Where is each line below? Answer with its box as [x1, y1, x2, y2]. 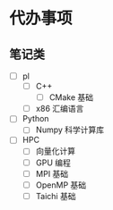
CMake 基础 [48, 92, 94, 103]
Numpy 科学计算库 [35, 124, 105, 135]
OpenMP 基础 [35, 180, 87, 190]
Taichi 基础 [35, 190, 76, 201]
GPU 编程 [35, 157, 72, 168]
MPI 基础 [35, 168, 69, 179]
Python [22, 113, 49, 124]
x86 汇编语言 [35, 104, 84, 114]
